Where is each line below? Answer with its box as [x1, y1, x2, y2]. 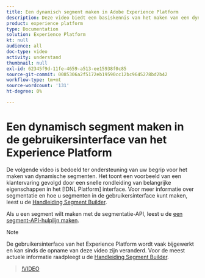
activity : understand [6, 54, 62, 60]
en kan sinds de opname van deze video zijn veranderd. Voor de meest [6, 246, 185, 254]
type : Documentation [6, 26, 59, 32]
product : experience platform [6, 20, 84, 26]
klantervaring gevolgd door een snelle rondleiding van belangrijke [6, 179, 171, 186]
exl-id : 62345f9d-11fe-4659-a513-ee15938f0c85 [6, 65, 127, 72]
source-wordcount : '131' [6, 83, 70, 89]
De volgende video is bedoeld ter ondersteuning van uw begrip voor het [6, 166, 188, 173]
